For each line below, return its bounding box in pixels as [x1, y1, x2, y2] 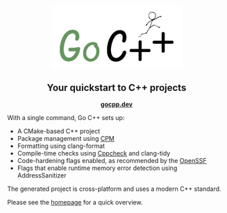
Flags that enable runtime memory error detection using [17, 164, 178, 172]
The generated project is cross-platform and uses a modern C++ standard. [7, 185, 221, 193]
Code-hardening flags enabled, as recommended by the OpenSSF [17, 157, 207, 165]
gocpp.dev [100, 100, 133, 109]
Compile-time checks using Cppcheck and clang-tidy [17, 149, 171, 157]
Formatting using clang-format [17, 142, 106, 151]
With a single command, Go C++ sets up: [7, 114, 125, 122]
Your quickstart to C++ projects [47, 82, 187, 94]
